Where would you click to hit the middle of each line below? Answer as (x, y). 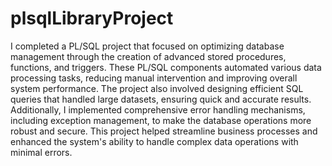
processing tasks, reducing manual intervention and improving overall (154, 78)
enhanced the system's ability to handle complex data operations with (154, 141)
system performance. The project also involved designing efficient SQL (157, 88)
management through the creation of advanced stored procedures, (148, 56)
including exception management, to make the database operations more (161, 120)
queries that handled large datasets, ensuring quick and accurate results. (161, 99)
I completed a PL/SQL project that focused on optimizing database (147, 46)
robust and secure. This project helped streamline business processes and (164, 131)
